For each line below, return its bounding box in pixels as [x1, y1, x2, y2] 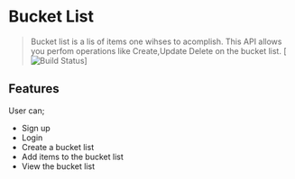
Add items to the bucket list [21, 151, 124, 162]
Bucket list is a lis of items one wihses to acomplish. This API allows [30, 36, 282, 47]
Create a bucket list [21, 141, 95, 152]
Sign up [21, 122, 51, 133]
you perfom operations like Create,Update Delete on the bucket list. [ [30, 45, 287, 56]
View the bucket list [21, 160, 96, 172]
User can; [8, 105, 45, 116]
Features [8, 81, 60, 96]
